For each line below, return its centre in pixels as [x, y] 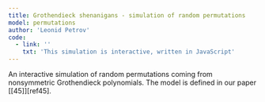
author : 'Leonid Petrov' [49, 30]
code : [17, 37]
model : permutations [42, 23]
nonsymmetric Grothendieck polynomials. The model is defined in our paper [132, 82]
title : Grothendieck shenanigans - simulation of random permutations [127, 15]
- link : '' [33, 45]
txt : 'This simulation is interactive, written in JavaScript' [129, 52]
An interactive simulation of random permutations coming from [111, 74]
